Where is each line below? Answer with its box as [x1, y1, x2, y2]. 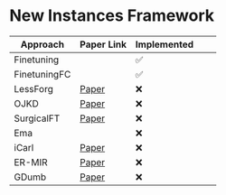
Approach [20, 38, 65, 51]
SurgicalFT [14, 112, 61, 125]
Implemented [135, 38, 194, 51]
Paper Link [80, 38, 127, 51]
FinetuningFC [14, 68, 71, 80]
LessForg [14, 82, 54, 95]
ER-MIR [14, 155, 48, 168]
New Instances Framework [9, 5, 215, 26]
